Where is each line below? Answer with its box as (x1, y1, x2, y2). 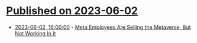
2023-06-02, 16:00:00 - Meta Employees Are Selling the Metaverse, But (14, 24, 191, 31)
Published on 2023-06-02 (6, 4, 138, 18)
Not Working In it (14, 29, 56, 37)
